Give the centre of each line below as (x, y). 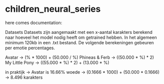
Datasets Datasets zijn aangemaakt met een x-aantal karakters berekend (79, 32)
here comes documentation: (34, 23)
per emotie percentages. (30, 48)
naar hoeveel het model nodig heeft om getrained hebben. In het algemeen (81, 37)
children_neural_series (53, 9)
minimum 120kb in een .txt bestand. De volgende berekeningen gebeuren (80, 42)
